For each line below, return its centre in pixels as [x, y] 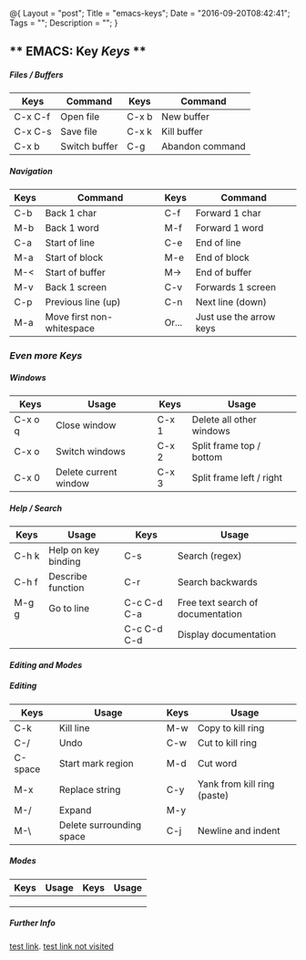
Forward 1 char [228, 214]
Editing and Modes [46, 664]
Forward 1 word [229, 228]
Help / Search [36, 508]
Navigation [31, 171]
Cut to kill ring [227, 743]
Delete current [87, 472]
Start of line [70, 243]
